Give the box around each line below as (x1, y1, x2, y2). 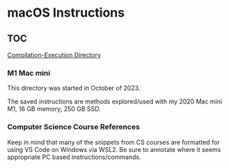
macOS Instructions (7, 5, 125, 21)
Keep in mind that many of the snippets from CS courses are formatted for (7, 137, 221, 146)
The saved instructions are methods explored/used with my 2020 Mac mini (7, 97, 223, 106)
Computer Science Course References (7, 122, 141, 132)
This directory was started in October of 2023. (7, 84, 141, 92)
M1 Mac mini (7, 68, 51, 78)
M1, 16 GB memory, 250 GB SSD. (7, 105, 101, 113)
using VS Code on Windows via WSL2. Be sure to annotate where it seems (7, 145, 221, 153)
